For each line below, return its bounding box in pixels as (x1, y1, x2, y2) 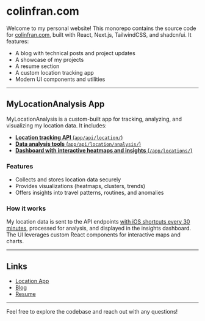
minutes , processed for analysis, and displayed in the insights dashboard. (6, 225, 191, 232)
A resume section (15, 62, 60, 70)
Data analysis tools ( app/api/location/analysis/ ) (15, 140, 142, 148)
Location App (15, 278, 49, 285)
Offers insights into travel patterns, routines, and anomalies (15, 189, 164, 197)
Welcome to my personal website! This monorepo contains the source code (6, 25, 196, 32)
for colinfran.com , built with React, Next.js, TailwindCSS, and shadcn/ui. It (6, 31, 192, 38)
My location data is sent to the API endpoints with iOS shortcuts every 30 (6, 218, 190, 225)
